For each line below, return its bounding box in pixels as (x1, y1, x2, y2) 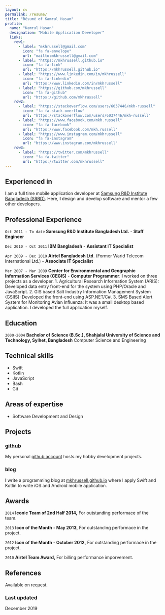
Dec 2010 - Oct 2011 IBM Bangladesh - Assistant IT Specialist (5, 243, 134, 249)
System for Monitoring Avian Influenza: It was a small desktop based (5, 299, 144, 305)
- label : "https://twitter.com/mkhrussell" (18, 150, 109, 155)
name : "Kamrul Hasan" (9, 26, 54, 31)
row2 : (14, 99, 26, 104)
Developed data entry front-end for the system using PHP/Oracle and (5, 284, 146, 289)
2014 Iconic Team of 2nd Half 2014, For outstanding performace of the (5, 510, 149, 516)
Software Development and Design (12, 413, 83, 419)
